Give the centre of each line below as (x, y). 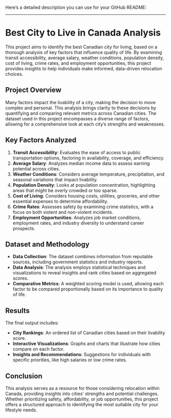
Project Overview (33, 90)
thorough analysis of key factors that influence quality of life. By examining (84, 52)
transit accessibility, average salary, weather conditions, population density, (85, 58)
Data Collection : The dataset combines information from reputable (83, 257)
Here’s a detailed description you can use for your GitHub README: (76, 7)
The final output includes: (32, 323)
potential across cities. (36, 168)
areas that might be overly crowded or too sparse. (65, 190)
